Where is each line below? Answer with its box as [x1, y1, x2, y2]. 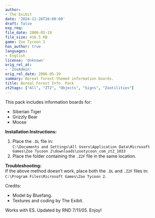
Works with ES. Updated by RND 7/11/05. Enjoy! [5, 207, 102, 213]
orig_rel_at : [5, 62, 32, 67]
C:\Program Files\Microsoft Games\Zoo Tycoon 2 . [5, 173, 106, 179]
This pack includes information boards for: [5, 99, 92, 105]
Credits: [5, 182, 21, 188]
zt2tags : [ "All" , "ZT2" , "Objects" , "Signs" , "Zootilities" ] [5, 85, 134, 90]
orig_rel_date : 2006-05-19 [5, 72, 61, 77]
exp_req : [5, 26, 23, 31]
